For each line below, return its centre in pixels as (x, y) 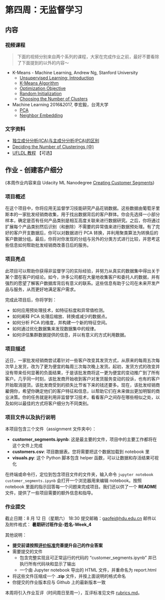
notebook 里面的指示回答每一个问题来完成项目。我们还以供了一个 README (81, 487)
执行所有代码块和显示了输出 (48, 564)
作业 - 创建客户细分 (34, 170)
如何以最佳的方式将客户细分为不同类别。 (50, 403)
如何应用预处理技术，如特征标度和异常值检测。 (59, 310)
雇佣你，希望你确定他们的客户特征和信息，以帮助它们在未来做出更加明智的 (80, 391)
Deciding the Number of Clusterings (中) (53, 147)
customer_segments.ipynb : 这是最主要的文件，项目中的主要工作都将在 (84, 439)
